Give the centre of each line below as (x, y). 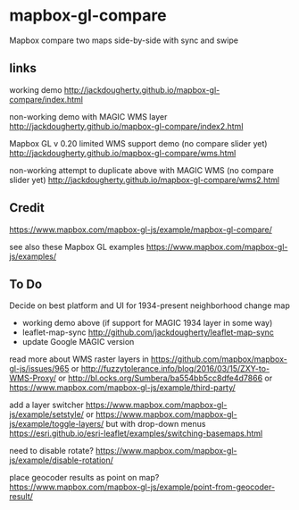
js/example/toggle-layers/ (57, 424)
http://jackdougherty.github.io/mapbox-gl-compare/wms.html (123, 153)
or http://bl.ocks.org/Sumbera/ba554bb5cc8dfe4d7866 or (165, 378)
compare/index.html (46, 99)
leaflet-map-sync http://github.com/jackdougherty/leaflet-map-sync (148, 332)
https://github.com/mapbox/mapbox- (219, 359)
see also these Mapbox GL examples (77, 247)
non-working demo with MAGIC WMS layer (88, 116)
